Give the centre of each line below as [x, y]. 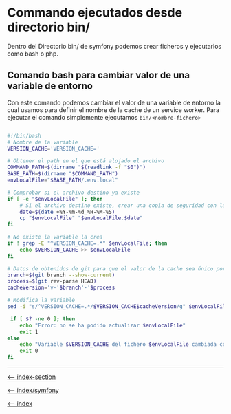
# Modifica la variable [41, 301]
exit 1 [29, 331]
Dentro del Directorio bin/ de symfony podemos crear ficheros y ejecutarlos [114, 46]
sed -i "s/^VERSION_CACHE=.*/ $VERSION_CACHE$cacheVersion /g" [97, 307]
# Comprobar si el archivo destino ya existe [73, 193]
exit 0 [29, 351]
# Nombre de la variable [43, 142]
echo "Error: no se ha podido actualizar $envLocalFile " [103, 325]
